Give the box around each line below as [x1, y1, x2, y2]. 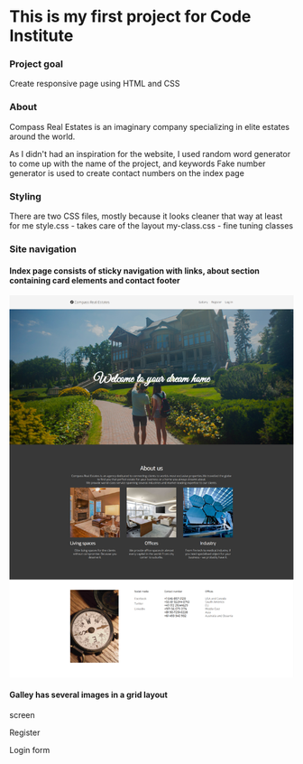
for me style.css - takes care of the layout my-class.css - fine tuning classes [9, 220, 294, 231]
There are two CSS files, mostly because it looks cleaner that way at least [9, 210, 283, 222]
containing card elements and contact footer [9, 275, 180, 285]
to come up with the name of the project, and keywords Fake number [9, 158, 266, 169]
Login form [9, 744, 50, 755]
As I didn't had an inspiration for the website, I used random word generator [9, 148, 291, 159]
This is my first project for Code [9, 6, 252, 27]
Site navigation [9, 243, 77, 255]
